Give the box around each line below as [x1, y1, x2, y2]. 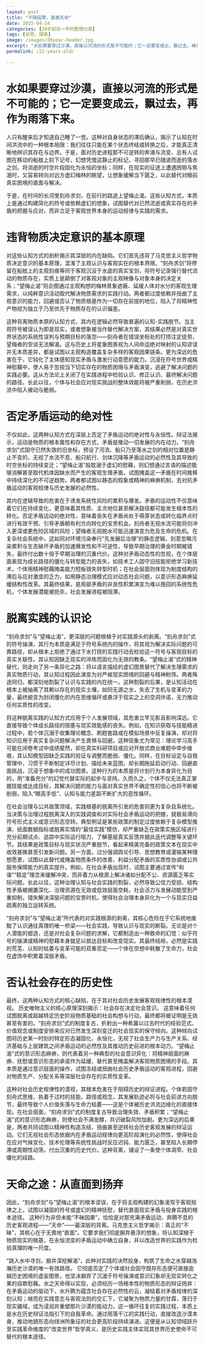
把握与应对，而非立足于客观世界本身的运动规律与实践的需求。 [16, 207, 171, 214]
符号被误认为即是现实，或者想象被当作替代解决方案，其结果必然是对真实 [11, 325, 192, 333]
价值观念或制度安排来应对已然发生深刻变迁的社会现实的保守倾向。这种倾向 [6, 1027, 192, 1035]
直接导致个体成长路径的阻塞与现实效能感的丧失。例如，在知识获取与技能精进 [6, 721, 198, 729]
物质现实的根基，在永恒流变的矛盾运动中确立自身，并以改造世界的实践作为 [6, 1237, 192, 1244]
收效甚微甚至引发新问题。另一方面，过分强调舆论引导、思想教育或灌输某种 [6, 848, 192, 855]
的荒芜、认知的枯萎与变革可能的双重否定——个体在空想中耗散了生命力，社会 [6, 945, 198, 952]
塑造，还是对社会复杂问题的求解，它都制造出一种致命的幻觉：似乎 [27, 930, 192, 937]
